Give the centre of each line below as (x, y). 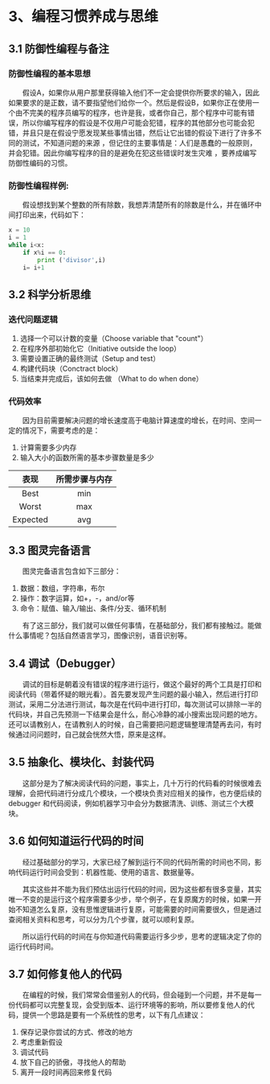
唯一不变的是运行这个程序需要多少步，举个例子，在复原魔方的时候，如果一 (131, 899)
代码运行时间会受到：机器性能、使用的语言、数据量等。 (106, 872)
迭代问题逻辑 (33, 319)
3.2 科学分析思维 (50, 294)
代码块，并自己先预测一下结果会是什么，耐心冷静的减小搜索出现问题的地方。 (135, 714)
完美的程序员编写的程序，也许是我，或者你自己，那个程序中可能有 (138, 113)
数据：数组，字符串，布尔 (62, 589)
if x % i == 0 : (45, 253)
